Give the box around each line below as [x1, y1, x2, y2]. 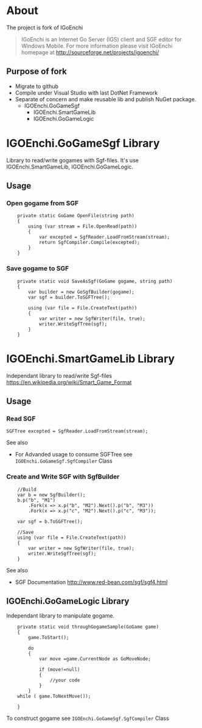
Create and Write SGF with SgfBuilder [6, 472, 120, 481]
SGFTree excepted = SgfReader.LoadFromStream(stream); [6, 428, 148, 434]
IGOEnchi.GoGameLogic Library [6, 596, 130, 606]
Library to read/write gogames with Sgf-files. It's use [6, 156, 139, 164]
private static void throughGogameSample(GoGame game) [17, 624, 159, 630]
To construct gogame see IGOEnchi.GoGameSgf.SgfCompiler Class [6, 715, 169, 722]
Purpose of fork [6, 67, 67, 77]
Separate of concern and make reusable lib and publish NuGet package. [15, 95, 197, 103]
